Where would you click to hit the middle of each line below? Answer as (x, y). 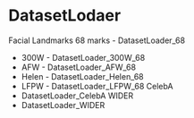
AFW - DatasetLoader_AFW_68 (78, 67)
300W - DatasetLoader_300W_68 (83, 57)
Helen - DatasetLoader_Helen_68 (82, 76)
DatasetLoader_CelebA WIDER (77, 96)
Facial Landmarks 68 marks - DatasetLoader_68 (97, 40)
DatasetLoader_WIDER (63, 105)
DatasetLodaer (65, 16)
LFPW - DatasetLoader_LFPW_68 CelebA (97, 86)
